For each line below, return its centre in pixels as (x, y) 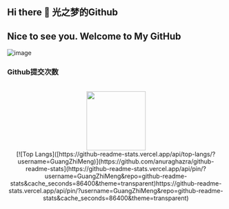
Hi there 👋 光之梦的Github (63, 12)
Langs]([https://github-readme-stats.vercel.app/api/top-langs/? (125, 154)
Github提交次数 (33, 72)
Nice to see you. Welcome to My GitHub (94, 36)
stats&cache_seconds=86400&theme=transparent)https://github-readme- (116, 183)
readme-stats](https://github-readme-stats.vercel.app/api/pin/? (116, 168)
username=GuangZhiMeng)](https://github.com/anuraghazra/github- (116, 161)
